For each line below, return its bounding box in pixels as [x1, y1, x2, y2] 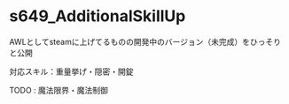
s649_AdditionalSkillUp [9, 6, 186, 26]
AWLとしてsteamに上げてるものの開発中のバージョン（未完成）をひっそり [9, 36, 282, 47]
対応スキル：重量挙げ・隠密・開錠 [9, 66, 134, 77]
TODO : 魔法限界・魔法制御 [9, 85, 109, 95]
